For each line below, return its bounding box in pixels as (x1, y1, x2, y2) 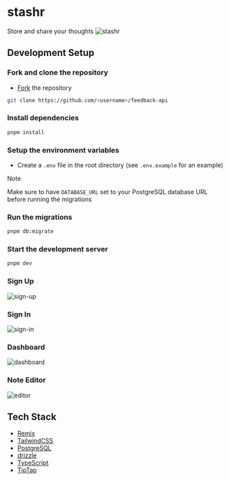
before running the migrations (7, 195, 92, 203)
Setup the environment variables (7, 145, 119, 155)
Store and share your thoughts (7, 27, 94, 35)
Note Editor (7, 375, 46, 385)
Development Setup (7, 47, 95, 59)
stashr (7, 4, 45, 20)
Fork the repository (17, 84, 73, 92)
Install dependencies (7, 113, 79, 123)
